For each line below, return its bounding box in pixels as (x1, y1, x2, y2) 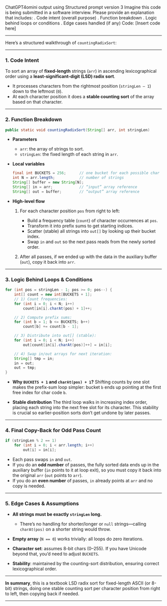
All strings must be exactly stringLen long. (12, 511, 102, 517)
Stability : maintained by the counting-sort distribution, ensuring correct (12, 561, 160, 567)
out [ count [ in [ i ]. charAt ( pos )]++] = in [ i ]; (23, 342, 112, 347)
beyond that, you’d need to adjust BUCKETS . (12, 551, 99, 557)
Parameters (12, 137, 37, 143)
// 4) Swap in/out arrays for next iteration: (14, 351, 112, 356)
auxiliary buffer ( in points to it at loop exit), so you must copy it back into (12, 467, 162, 473)
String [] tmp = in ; (14, 356, 55, 361)
